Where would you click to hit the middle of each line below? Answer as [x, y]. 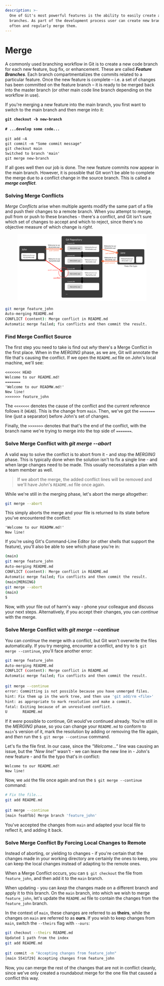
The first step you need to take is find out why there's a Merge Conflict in [79, 347]
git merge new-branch [27, 159]
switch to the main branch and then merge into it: [54, 110]
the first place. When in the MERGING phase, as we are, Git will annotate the [82, 353]
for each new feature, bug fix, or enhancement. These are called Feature [79, 69]
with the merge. [21, 617]
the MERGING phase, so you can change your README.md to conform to [76, 726]
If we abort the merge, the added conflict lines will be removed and [84, 479]
